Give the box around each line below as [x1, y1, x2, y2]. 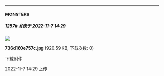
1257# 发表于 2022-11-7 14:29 [5, 23, 66, 29]
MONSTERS [5, 11, 30, 17]
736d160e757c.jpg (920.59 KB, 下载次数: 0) [5, 45, 94, 51]
